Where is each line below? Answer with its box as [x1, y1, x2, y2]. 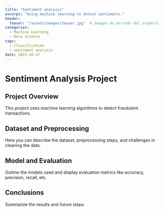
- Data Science [9, 34, 40, 39]
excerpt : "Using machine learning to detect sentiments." [5, 12, 125, 16]
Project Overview [5, 92, 59, 100]
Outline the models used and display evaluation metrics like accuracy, [5, 169, 145, 175]
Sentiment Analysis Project [5, 73, 117, 84]
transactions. [5, 110, 32, 116]
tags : [5, 39, 16, 44]
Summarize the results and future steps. [5, 201, 85, 207]
